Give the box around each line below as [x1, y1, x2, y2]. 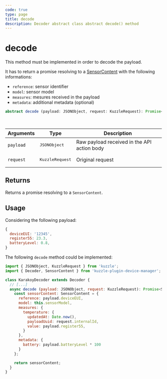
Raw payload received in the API [76, 138, 152, 145]
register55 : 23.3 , [9, 236, 48, 241]
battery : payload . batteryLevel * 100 [23, 342, 101, 347]
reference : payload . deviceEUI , [18, 296, 83, 301]
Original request [76, 156, 114, 163]
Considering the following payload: [5, 217, 77, 223]
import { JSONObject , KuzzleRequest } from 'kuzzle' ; [5, 264, 119, 269]
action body [76, 145, 104, 152]
